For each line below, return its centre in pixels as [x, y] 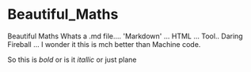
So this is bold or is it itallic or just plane [72, 59]
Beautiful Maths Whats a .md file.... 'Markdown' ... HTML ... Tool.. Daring [125, 36]
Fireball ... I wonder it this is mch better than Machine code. [104, 44]
